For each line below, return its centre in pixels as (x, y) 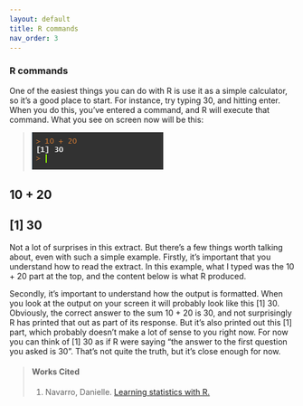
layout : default (40, 19)
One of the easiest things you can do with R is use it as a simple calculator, (148, 90)
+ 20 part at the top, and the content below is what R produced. (128, 276)
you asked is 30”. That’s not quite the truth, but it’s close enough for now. (145, 351)
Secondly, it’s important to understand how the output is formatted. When (146, 293)
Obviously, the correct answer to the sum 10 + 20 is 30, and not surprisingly (151, 313)
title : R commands (44, 28)
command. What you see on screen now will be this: (107, 119)
